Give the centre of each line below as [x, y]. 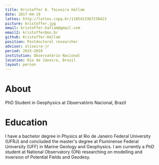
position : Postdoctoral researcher [42, 42]
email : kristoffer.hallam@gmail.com [43, 28]
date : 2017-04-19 [23, 14]
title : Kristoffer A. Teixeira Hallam [45, 10]
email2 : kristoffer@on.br [32, 33]
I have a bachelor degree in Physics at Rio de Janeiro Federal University [78, 136]
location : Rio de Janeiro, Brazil [41, 60]
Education [26, 122]
